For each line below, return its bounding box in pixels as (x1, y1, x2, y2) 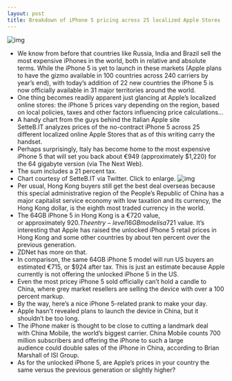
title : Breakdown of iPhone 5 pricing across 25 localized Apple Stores (7, 17, 221, 24)
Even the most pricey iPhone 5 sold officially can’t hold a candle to (17, 277, 207, 285)
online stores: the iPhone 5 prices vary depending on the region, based (17, 100, 220, 109)
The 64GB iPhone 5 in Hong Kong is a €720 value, (17, 211, 160, 219)
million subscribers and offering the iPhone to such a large (17, 336, 184, 344)
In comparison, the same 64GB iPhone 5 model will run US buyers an (17, 255, 214, 263)
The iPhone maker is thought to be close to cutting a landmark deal (17, 321, 209, 330)
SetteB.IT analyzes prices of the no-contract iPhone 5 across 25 (17, 123, 200, 131)
